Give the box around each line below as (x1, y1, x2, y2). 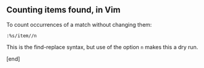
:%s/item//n (6, 33, 37, 39)
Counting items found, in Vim (6, 5, 121, 15)
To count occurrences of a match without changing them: (6, 21, 152, 28)
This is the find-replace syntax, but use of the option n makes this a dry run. (6, 43, 198, 50)
